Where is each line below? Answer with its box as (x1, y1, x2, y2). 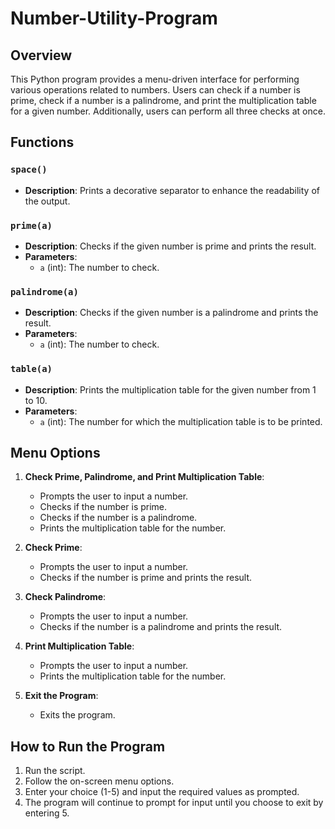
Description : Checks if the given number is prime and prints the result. (24, 240, 317, 252)
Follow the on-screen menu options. (24, 775, 175, 787)
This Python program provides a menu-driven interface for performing (10, 73, 300, 85)
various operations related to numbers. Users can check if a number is (10, 84, 301, 96)
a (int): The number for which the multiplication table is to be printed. (39, 415, 323, 427)
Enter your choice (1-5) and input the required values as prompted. (24, 786, 300, 798)
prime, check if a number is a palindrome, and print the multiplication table (10, 95, 317, 106)
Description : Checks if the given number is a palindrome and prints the (24, 307, 319, 319)
